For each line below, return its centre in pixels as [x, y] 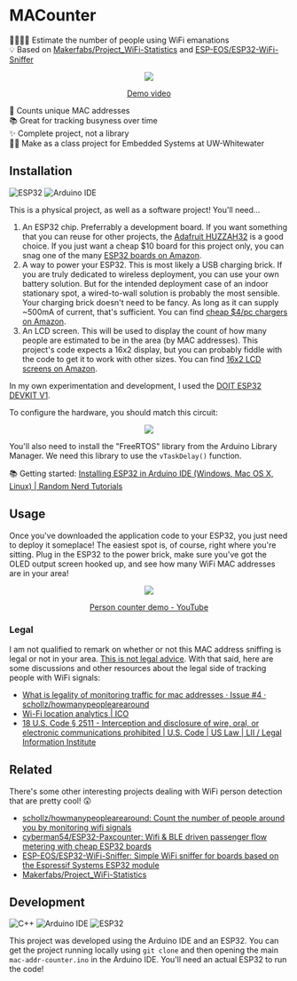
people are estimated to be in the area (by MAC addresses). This [140, 340]
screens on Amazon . [59, 368]
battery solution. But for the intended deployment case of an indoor [145, 283]
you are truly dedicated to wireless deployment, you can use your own [150, 274]
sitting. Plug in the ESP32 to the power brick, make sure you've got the [138, 554]
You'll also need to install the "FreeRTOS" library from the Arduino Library [143, 446]
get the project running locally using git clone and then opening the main [144, 950]
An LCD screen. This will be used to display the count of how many [145, 330]
